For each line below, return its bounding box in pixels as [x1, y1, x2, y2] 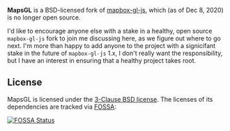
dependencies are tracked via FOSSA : [7, 102, 117, 111]
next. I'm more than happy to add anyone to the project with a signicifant [7, 42, 216, 49]
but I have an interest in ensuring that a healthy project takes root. [7, 56, 197, 65]
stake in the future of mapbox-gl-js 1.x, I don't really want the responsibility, [7, 49, 223, 57]
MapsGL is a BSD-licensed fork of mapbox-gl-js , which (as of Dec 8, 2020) [7, 6, 224, 14]
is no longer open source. [7, 13, 81, 22]
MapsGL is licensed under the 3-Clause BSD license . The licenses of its [7, 95, 213, 103]
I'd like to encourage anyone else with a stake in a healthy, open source [7, 27, 213, 35]
